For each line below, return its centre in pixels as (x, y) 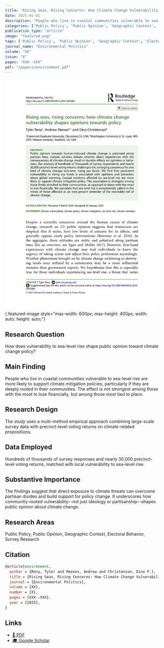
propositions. (18, 432)
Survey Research (22, 539)
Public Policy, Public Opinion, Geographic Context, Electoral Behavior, (75, 534)
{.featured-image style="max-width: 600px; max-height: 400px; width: (76, 314)
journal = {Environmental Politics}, (48, 582)
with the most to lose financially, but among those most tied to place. (74, 394)
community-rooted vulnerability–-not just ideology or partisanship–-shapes (81, 502)
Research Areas (30, 522)
